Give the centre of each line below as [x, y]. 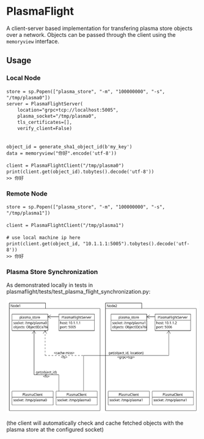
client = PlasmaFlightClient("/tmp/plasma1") [65, 225]
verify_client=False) [45, 128]
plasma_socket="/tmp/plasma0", [57, 116]
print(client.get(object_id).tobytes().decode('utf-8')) [80, 172]
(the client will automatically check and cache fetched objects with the [95, 423]
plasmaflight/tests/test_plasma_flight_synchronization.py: [78, 292]
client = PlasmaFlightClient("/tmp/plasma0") [65, 166]
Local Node [24, 78]
